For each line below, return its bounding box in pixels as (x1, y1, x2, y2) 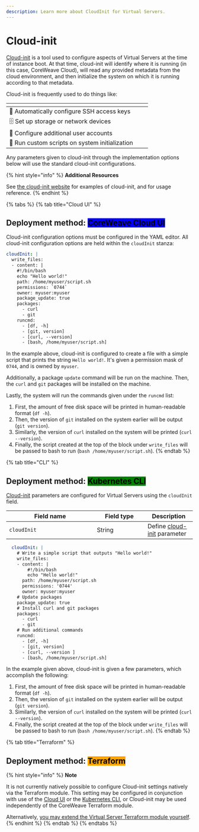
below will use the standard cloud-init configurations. (6, 160, 136, 167)
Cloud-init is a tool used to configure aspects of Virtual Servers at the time (6, 54, 188, 61)
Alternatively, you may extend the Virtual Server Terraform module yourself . (6, 814, 191, 821)
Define (147, 522, 166, 531)
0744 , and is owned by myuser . (6, 362, 79, 370)
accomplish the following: (6, 672, 69, 679)
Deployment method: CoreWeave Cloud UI (6, 217, 166, 228)
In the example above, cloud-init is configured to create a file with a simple (6, 350, 188, 357)
